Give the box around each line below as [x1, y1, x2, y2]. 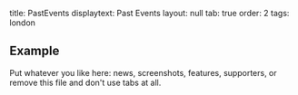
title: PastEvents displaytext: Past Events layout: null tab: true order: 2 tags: [9, 8, 290, 18]
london [9, 17, 36, 28]
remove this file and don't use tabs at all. [9, 77, 162, 88]
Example [9, 43, 60, 59]
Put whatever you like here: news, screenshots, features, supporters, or [9, 67, 277, 78]
